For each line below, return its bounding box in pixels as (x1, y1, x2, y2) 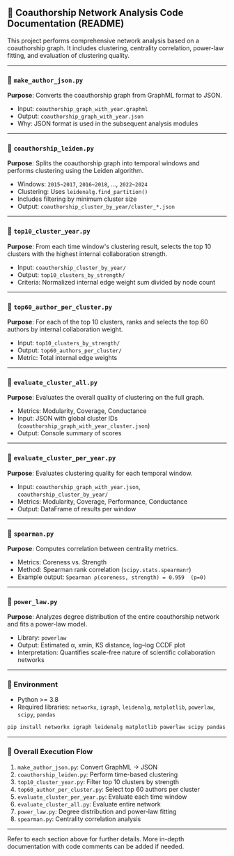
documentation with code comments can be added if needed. (7, 842, 185, 850)
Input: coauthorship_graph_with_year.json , (17, 482, 141, 490)
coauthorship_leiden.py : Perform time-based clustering (17, 770, 178, 779)
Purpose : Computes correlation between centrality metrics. (7, 544, 178, 553)
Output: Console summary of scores (17, 429, 122, 437)
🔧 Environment (7, 679, 58, 689)
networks (17, 656, 45, 664)
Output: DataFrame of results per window (17, 504, 136, 513)
